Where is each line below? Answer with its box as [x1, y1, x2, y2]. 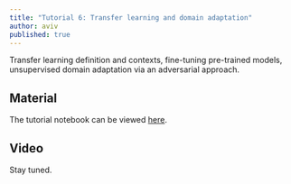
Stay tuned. [9, 164, 52, 175]
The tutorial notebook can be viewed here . [9, 115, 167, 125]
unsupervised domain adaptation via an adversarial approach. [9, 64, 240, 75]
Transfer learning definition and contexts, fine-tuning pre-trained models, [9, 55, 283, 66]
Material [9, 90, 57, 106]
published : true [9, 30, 70, 39]
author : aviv [9, 22, 59, 31]
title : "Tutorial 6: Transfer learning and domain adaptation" [9, 13, 253, 23]
